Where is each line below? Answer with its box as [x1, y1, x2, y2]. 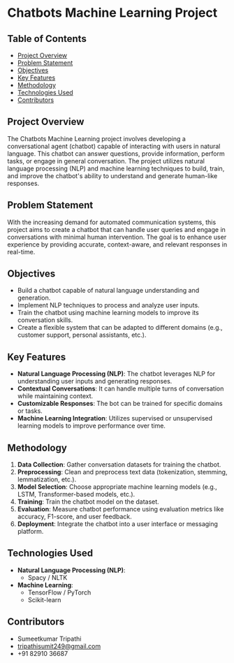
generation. [17, 293, 51, 302]
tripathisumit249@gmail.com [17, 641, 101, 650]
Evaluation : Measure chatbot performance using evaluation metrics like [17, 505, 224, 513]
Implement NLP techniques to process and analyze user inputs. [17, 301, 200, 309]
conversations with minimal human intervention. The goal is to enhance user [7, 233, 227, 241]
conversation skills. [17, 316, 73, 324]
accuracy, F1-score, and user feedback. [17, 512, 132, 521]
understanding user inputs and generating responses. [17, 377, 173, 386]
